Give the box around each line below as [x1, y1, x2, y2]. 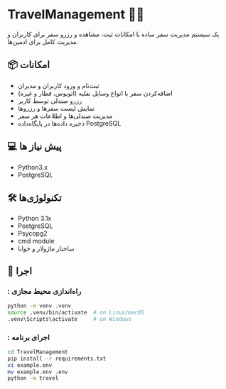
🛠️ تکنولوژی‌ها [7, 192, 62, 204]
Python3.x [17, 163, 48, 171]
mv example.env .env [7, 368, 69, 376]
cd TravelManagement [7, 348, 69, 356]
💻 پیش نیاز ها [7, 141, 62, 153]
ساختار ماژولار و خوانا [17, 244, 75, 253]
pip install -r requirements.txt [7, 355, 107, 362]
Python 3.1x [17, 214, 52, 223]
